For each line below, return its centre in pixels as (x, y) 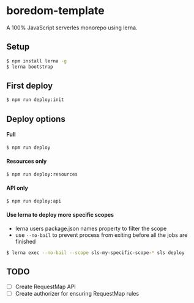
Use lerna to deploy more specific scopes (60, 215)
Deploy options (36, 119)
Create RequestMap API (46, 286)
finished (25, 242)
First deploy (30, 85)
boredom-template (56, 11)
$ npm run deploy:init (35, 100)
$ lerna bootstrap (30, 67)
